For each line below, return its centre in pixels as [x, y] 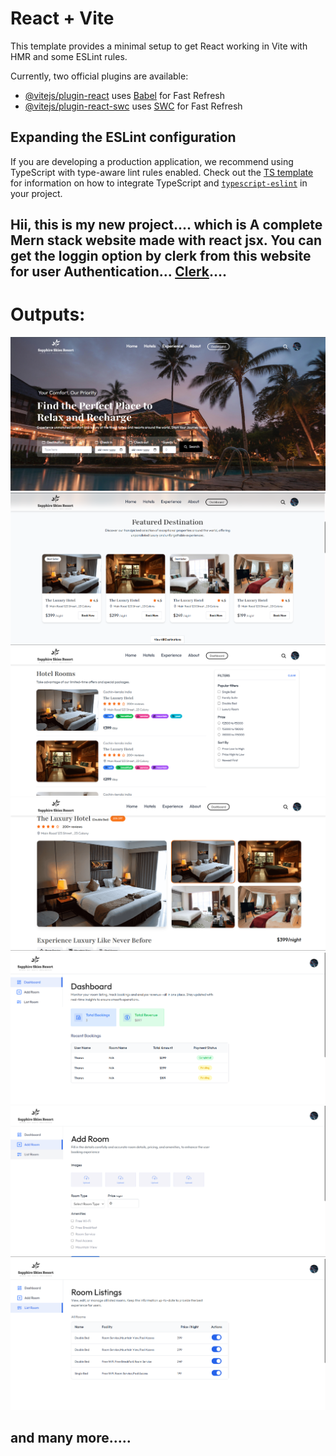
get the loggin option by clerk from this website [161, 256]
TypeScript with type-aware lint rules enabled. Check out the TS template [162, 172]
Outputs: [48, 314]
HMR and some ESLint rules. [69, 56]
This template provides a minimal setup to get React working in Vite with [159, 46]
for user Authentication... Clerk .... [119, 272]
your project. [36, 193]
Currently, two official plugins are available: [99, 76]
